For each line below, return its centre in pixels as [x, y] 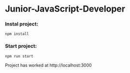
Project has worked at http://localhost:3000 [48, 65]
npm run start [19, 56]
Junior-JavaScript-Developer [65, 9]
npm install [17, 34]
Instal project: [22, 24]
